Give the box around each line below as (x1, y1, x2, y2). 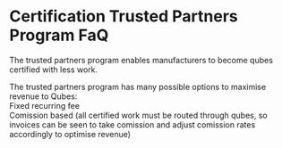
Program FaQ (9, 25, 109, 45)
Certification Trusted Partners (9, 6, 239, 27)
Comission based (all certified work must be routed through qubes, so (9, 110, 268, 120)
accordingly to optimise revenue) (9, 128, 132, 139)
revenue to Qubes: (9, 91, 78, 102)
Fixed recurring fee (9, 100, 81, 111)
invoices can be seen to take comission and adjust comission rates (9, 119, 256, 130)
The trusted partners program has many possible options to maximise (9, 81, 267, 92)
